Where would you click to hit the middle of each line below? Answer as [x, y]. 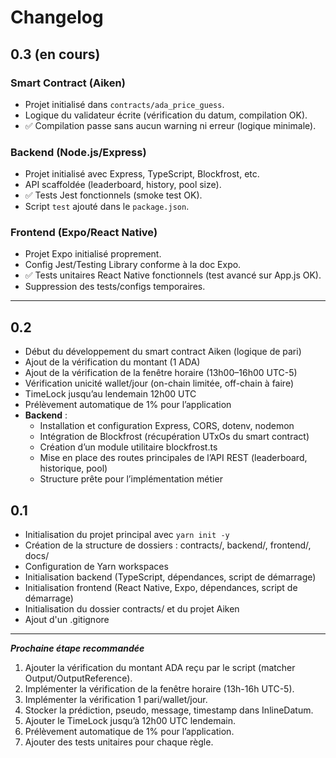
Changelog [57, 17]
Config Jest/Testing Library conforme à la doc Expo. [133, 265]
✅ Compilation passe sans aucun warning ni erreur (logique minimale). [170, 125]
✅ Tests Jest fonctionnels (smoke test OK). [113, 195]
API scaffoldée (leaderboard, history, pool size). [123, 185]
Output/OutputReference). [78, 678]
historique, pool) [73, 468]
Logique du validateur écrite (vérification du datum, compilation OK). [166, 115]
